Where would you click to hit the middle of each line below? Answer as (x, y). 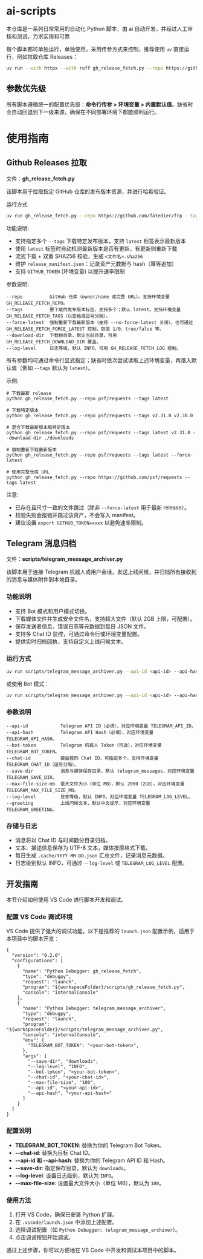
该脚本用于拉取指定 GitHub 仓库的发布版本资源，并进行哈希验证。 (88, 191)
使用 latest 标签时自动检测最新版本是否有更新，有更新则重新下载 (96, 248)
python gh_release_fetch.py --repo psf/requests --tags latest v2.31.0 (98, 432)
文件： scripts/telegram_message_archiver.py (65, 559)
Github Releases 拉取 (47, 163)
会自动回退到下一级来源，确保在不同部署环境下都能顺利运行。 (83, 112)
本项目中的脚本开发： (33, 939)
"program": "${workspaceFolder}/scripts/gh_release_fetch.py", (104, 987)
